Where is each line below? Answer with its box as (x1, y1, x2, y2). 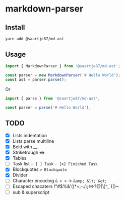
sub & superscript (12, 189, 49, 195)
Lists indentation (12, 132, 47, 138)
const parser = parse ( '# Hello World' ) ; (5, 105, 92, 111)
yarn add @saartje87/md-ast (5, 36, 65, 41)
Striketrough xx (12, 149, 45, 156)
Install (5, 23, 25, 32)
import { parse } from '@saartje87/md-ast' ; (5, 96, 100, 101)
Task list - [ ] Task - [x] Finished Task (12, 161, 98, 167)
